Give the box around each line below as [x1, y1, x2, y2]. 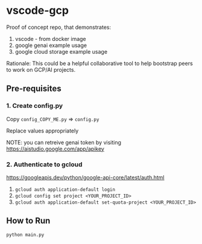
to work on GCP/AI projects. [6, 66, 76, 73]
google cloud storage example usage [14, 48, 107, 55]
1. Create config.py [6, 102, 63, 110]
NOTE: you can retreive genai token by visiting [6, 139, 122, 146]
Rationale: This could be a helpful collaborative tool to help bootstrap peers [6, 60, 193, 67]
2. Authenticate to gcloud [6, 160, 83, 169]
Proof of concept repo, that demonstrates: [6, 23, 112, 31]
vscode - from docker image [14, 35, 86, 42]
